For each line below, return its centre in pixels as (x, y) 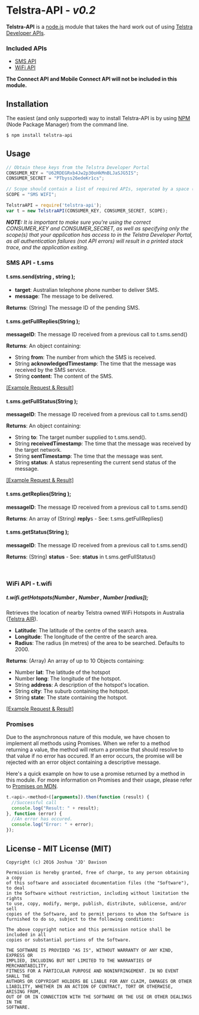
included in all (26, 934)
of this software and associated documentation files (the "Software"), (98, 883)
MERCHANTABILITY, (28, 966)
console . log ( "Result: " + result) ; (55, 808)
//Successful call (34, 802)
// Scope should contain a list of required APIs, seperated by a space (98, 189)
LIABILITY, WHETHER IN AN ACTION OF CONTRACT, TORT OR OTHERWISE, (90, 987)
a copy (14, 878)
